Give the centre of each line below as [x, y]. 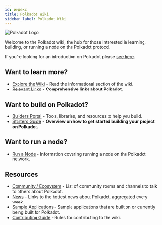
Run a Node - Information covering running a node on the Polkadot [79, 154]
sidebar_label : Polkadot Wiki [36, 19]
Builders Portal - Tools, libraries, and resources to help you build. [77, 116]
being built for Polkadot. [36, 212]
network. [21, 159]
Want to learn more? [36, 72]
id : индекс [16, 10]
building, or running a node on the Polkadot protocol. [58, 47]
